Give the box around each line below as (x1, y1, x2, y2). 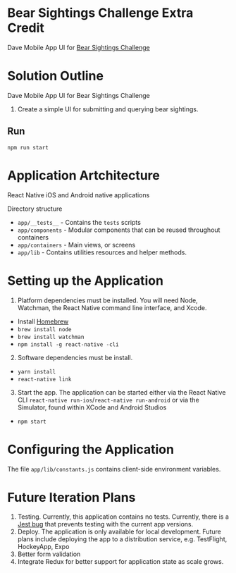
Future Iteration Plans (7, 489, 136, 505)
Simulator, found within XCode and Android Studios (17, 403, 167, 412)
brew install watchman (17, 333, 85, 340)
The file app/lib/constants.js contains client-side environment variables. (7, 464, 221, 473)
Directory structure (7, 204, 63, 213)
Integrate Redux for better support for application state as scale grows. (17, 557, 224, 566)
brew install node (17, 326, 72, 333)
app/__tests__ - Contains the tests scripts (17, 218, 141, 226)
